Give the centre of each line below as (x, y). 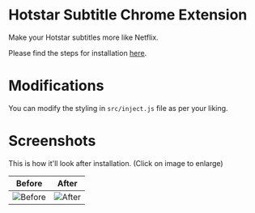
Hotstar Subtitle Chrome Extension (128, 15)
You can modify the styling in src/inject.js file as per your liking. (118, 108)
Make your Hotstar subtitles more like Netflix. (84, 37)
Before (29, 183)
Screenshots (52, 141)
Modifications (56, 86)
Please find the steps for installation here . (78, 53)
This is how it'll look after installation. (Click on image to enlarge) (116, 163)
